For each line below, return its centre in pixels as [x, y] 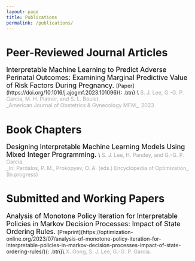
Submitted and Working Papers [86, 199]
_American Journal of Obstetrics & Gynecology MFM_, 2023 [80, 105]
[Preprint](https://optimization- [95, 232]
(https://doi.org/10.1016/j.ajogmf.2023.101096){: [64, 93]
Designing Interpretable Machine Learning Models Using [96, 147]
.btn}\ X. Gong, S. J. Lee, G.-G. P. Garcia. [101, 251]
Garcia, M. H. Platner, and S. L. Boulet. [53, 99]
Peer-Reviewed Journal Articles [87, 52]
